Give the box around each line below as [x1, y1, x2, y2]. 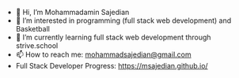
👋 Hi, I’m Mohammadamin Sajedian [15, 8, 130, 17]
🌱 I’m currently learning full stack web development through [15, 32, 211, 42]
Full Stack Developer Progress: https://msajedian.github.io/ [15, 61, 208, 70]
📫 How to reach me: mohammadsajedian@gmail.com [15, 50, 192, 59]
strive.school [15, 41, 59, 50]
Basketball [15, 24, 50, 33]
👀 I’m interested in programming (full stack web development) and [15, 16, 232, 25]
